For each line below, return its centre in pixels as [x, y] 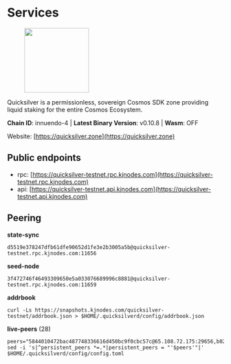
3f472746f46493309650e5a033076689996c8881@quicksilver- [89, 279]
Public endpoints [44, 158]
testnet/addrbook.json [40, 316]
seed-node [23, 266]
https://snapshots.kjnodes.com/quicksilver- [100, 310]
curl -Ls [20, 310]
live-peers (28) [29, 329]
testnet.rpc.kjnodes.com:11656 [52, 253]
